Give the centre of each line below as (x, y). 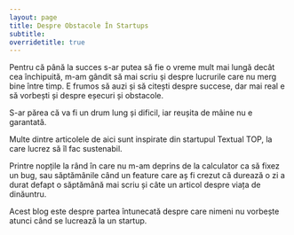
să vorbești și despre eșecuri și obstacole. (87, 96)
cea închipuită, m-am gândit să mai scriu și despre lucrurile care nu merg (143, 77)
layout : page (33, 17)
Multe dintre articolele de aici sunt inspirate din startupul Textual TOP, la (141, 139)
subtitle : (28, 34)
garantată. (28, 122)
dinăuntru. (28, 194)
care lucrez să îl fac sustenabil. (66, 149)
